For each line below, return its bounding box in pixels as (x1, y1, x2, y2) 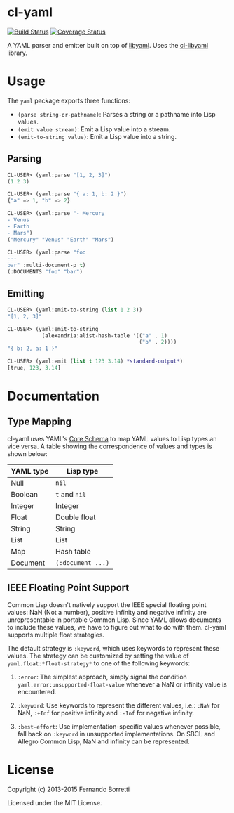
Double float (55, 512, 96, 522)
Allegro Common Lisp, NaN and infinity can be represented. (17, 737, 191, 746)
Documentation (7, 388, 100, 404)
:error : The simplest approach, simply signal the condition (17, 672, 187, 681)
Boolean (11, 489, 39, 499)
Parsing (7, 152, 42, 165)
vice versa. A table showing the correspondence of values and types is (7, 442, 212, 450)
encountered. (17, 687, 57, 696)
